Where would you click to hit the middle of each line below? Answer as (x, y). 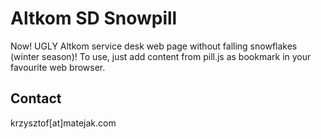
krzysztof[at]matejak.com (63, 123)
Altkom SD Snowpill (94, 18)
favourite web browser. (58, 67)
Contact (36, 98)
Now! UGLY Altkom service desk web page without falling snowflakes (154, 46)
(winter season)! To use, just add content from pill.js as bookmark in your (161, 56)
